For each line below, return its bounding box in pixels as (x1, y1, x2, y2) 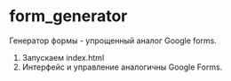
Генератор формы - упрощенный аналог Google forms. (9, 35, 218, 46)
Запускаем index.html (21, 52, 105, 63)
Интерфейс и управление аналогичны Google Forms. (21, 62, 223, 72)
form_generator (9, 6, 128, 26)
